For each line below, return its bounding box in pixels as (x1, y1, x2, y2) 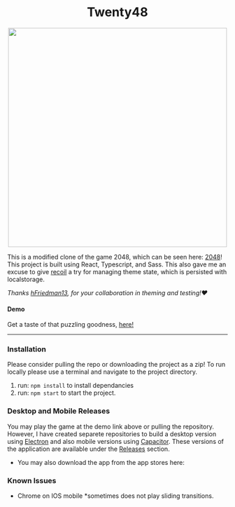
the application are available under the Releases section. (7, 445, 170, 453)
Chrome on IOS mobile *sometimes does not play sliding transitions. (17, 492, 214, 500)
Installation (7, 344, 47, 354)
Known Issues (7, 475, 57, 485)
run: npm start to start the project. (17, 388, 116, 397)
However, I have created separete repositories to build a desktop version (7, 429, 217, 438)
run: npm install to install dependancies (17, 381, 134, 390)
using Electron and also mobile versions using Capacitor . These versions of (7, 437, 225, 445)
